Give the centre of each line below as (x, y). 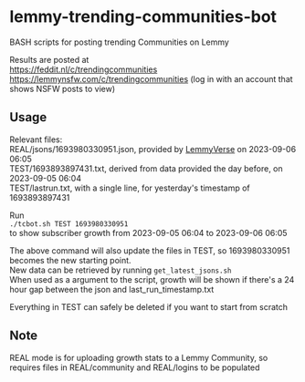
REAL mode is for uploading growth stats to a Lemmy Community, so (139, 357)
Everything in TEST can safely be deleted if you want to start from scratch (149, 306)
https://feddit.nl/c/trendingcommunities (84, 69)
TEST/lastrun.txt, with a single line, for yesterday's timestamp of (130, 188)
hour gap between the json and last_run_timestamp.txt (112, 289)
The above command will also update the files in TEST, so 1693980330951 (150, 250)
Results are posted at (49, 59)
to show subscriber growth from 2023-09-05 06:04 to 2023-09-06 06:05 (148, 232)
